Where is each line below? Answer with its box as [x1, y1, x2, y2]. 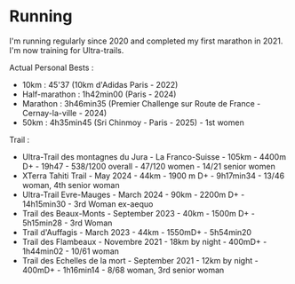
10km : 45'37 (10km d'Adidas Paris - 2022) [21, 79, 179, 90]
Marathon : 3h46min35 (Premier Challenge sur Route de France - [21, 98, 261, 108]
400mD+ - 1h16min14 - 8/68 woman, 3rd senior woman [21, 264, 225, 275]
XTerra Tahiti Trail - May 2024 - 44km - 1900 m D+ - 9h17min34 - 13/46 [21, 170, 285, 181]
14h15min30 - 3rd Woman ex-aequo [21, 198, 154, 209]
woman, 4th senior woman [21, 179, 120, 190]
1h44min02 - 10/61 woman [21, 246, 120, 256]
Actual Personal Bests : [9, 62, 94, 73]
